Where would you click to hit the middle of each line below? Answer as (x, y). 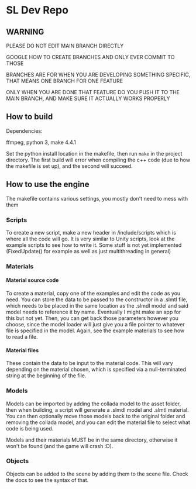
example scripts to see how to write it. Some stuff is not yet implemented (94, 245)
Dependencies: (24, 131)
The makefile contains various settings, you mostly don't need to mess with (97, 198)
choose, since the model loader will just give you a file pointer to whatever (96, 325)
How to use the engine (48, 185)
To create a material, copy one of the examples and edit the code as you (93, 294)
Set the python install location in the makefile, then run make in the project (94, 153)
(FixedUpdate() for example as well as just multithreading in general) (89, 251)
